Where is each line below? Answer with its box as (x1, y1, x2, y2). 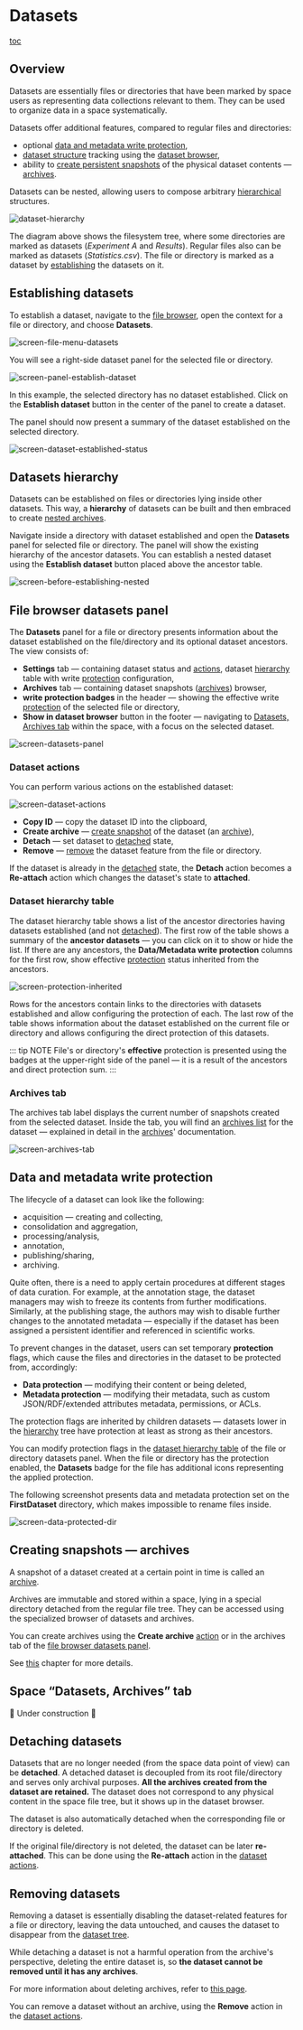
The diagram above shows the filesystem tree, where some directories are (9, 230, 286, 241)
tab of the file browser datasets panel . (9, 1640, 151, 1651)
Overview (9, 61, 66, 77)
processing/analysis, (22, 1230, 100, 1241)
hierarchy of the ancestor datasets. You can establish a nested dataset (9, 549, 272, 560)
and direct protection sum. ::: (9, 1063, 117, 1075)
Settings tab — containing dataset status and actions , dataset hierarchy (22, 663, 290, 674)
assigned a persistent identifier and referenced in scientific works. (9, 1324, 255, 1335)
